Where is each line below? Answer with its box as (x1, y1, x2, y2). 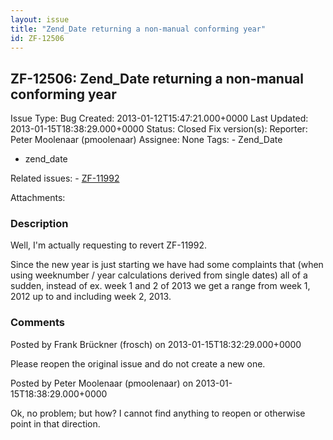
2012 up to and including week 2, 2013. (10, 291, 172, 303)
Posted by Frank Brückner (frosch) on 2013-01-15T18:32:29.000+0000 (10, 338, 302, 350)
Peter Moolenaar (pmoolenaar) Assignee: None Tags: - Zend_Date (10, 134, 283, 146)
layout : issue (10, 14, 70, 25)
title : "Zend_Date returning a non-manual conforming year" (10, 24, 267, 34)
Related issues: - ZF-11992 (10, 172, 120, 185)
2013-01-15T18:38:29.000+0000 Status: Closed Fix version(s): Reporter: (10, 123, 308, 135)
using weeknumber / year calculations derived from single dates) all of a (10, 269, 308, 281)
